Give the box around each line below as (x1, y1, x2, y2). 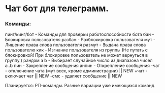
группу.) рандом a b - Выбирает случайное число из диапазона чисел (5, 57, 153, 64)
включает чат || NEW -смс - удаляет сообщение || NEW (5, 73, 122, 79)
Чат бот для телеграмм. (5, 3, 109, 14)
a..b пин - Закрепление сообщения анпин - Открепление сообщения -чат (5, 63, 160, 69)
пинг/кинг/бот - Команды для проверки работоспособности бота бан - (5, 31, 154, 37)
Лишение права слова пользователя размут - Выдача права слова (5, 42, 146, 48)
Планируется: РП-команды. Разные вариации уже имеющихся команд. (5, 83, 156, 89)
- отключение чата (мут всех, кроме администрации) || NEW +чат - (5, 68, 148, 74)
